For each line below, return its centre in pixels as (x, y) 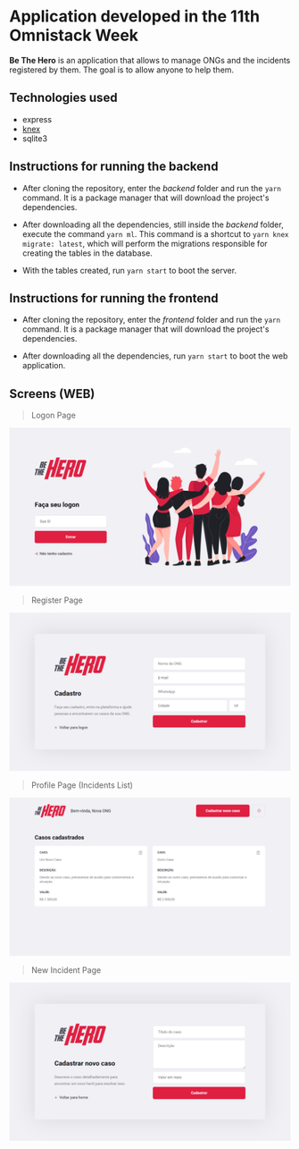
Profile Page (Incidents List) (82, 785)
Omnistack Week (74, 35)
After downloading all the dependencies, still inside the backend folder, (153, 224)
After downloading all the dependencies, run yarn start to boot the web (155, 356)
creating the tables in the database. (87, 253)
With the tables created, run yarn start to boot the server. (129, 270)
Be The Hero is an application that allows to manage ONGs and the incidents (150, 60)
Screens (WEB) (52, 394)
